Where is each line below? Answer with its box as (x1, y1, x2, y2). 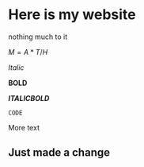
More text (8, 122, 40, 132)
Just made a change (8, 146, 111, 160)
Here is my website (8, 6, 136, 24)
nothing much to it (8, 32, 68, 41)
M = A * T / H (8, 47, 48, 56)
